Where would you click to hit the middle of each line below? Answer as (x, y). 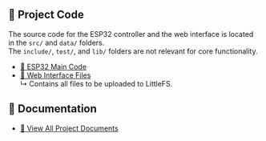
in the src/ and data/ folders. (56, 42)
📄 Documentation (53, 109)
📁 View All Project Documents (69, 128)
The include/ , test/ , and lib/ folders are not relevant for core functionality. (133, 51)
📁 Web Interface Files (55, 75)
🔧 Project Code (46, 15)
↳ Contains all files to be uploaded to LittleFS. (96, 83)
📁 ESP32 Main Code (53, 66)
